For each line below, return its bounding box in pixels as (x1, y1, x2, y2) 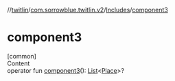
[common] (7, 52, 36, 60)
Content (7, 59, 30, 67)
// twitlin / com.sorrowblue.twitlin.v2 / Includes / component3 (7, 6, 168, 14)
